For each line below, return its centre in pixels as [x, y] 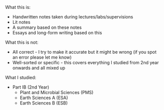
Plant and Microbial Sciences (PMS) [57, 92]
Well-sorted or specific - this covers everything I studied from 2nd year [85, 62]
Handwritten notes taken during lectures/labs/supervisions [73, 17]
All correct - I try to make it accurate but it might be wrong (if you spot [84, 52]
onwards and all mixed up [39, 68]
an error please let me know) [42, 57]
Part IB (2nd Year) [31, 87]
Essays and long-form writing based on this [57, 33]
